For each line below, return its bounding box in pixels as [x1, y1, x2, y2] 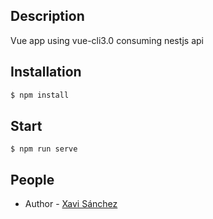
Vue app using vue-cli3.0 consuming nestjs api [10, 34, 205, 46]
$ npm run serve [10, 144, 78, 154]
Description [10, 8, 85, 25]
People [10, 171, 55, 188]
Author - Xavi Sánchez [24, 198, 118, 210]
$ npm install [10, 90, 70, 100]
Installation [10, 64, 82, 81]
